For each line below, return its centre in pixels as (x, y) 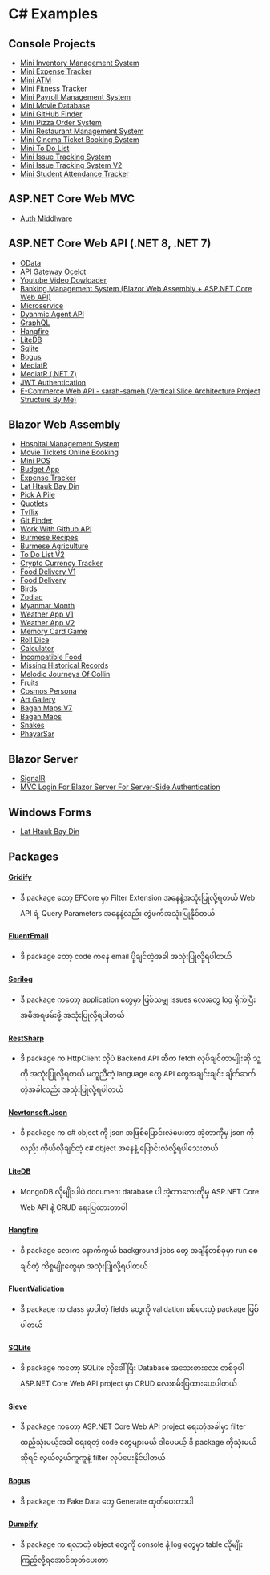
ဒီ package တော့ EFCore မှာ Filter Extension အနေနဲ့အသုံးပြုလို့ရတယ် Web (137, 897)
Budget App (40, 470)
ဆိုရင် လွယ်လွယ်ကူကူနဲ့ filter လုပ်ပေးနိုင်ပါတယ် (93, 1458)
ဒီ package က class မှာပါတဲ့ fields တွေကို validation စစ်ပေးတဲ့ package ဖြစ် (139, 1309)
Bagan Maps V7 (46, 708)
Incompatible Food (51, 657)
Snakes (32, 725)
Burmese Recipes (49, 538)
